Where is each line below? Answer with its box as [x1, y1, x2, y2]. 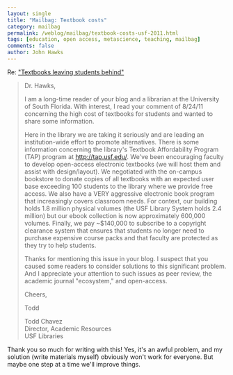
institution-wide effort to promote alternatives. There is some [24, 137, 200, 146]
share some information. [24, 117, 95, 125]
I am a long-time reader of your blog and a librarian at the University [24, 94, 220, 103]
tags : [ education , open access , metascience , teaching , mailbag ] [7, 36, 200, 43]
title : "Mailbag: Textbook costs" [7, 17, 108, 24]
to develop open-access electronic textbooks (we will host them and [24, 160, 221, 168]
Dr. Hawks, [24, 81, 56, 90]
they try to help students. [24, 241, 97, 249]
